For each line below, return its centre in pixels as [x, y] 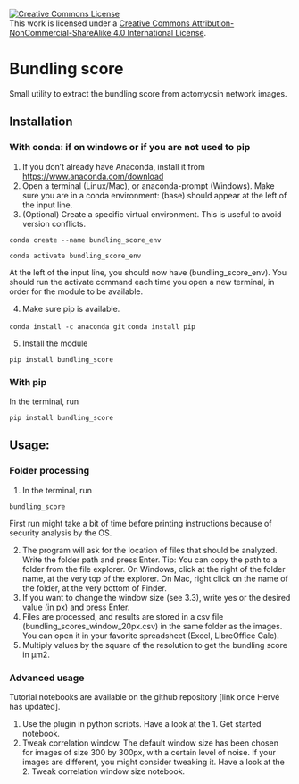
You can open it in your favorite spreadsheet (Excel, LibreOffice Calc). [150, 636]
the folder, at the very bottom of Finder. [94, 588]
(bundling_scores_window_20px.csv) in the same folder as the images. [152, 626]
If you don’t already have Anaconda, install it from [113, 166]
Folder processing [50, 471]
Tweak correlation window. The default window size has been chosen [150, 743]
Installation [41, 122]
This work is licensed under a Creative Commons [100, 23]
